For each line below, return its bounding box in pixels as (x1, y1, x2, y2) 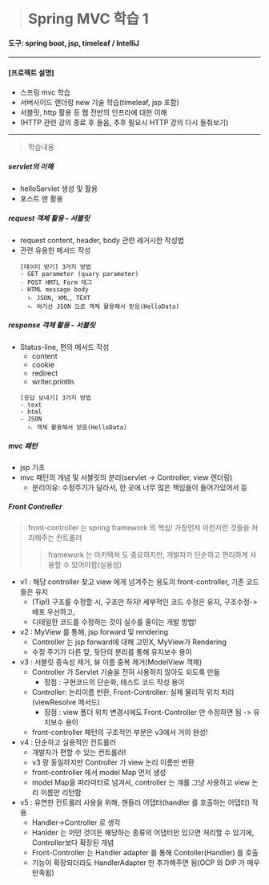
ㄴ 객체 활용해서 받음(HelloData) (27, 423, 127, 432)
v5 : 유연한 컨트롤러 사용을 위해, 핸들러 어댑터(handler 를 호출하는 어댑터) (19, 798, 251, 807)
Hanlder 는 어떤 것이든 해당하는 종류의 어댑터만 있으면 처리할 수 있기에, (31, 828, 255, 838)
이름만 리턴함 (40, 788, 82, 798)
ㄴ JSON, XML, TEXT (27, 294, 90, 302)
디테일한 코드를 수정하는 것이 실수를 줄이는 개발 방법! (31, 617, 197, 627)
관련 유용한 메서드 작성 (19, 245, 91, 255)
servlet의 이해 (8, 162, 54, 172)
